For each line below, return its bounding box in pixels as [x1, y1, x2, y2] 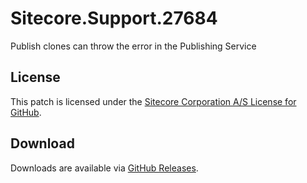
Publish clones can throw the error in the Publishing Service [10, 40, 257, 52]
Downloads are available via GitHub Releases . [10, 162, 199, 174]
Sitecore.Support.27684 [10, 7, 218, 30]
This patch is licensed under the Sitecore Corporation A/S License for [10, 95, 297, 107]
